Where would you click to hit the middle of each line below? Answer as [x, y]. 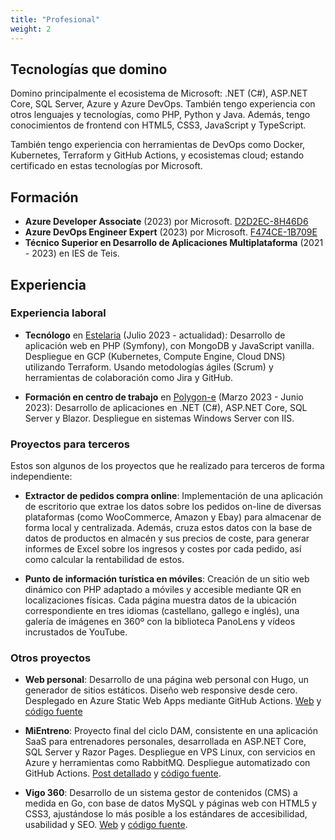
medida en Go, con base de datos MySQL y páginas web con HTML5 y [171, 803]
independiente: [41, 477]
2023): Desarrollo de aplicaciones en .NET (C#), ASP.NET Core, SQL [166, 407]
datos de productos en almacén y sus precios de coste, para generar [167, 538]
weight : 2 [31, 29]
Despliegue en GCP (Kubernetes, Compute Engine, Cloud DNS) [155, 356]
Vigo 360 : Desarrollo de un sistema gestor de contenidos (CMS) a [161, 793]
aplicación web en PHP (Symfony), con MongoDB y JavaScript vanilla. [169, 345]
